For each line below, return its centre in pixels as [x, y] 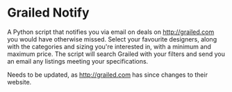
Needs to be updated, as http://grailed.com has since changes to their [108, 75]
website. [19, 82]
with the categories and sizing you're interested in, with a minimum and [109, 46]
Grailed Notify [48, 13]
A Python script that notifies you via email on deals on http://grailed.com [111, 32]
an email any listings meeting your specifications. [78, 61]
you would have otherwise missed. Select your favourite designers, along [112, 39]
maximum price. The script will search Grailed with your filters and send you [116, 54]
